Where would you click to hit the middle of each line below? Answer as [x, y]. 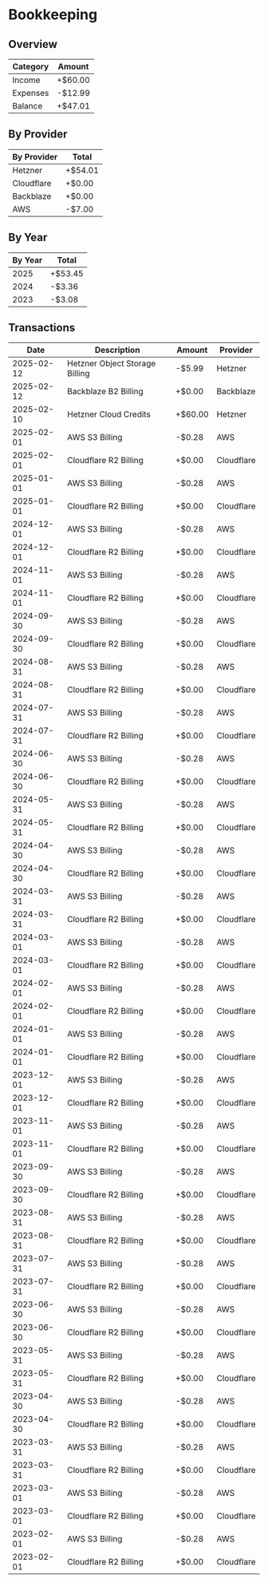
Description [117, 350]
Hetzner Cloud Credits [109, 414]
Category [31, 67]
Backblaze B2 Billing [105, 391]
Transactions [42, 328]
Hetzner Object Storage [112, 363]
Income [26, 80]
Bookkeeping [53, 15]
